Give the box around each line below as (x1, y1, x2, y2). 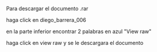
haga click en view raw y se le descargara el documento (6, 40, 144, 46)
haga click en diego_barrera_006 (6, 17, 86, 23)
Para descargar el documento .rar (6, 5, 89, 12)
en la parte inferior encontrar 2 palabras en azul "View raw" (6, 28, 152, 35)
